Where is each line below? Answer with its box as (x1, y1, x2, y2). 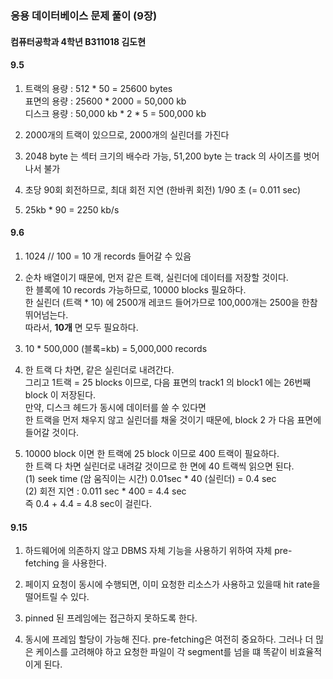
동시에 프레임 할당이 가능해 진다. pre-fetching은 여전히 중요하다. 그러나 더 (24, 633, 314, 646)
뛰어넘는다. (24, 308, 69, 321)
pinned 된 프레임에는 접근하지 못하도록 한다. (24, 612, 198, 624)
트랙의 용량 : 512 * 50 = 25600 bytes (24, 82, 173, 94)
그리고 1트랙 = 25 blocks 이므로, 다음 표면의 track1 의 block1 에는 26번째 (24, 376, 312, 388)
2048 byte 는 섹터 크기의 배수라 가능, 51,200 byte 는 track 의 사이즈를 (24, 150, 302, 162)
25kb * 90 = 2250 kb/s (24, 203, 120, 216)
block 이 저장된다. (24, 388, 97, 401)
